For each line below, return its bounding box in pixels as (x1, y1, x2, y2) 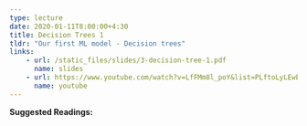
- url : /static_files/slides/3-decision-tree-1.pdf (26, 56, 227, 65)
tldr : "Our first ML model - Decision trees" (9, 38, 185, 48)
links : (9, 47, 35, 57)
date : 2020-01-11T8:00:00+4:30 (9, 22, 129, 31)
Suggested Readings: (9, 106, 93, 117)
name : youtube (33, 81, 89, 90)
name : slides (33, 65, 84, 74)
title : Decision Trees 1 (9, 30, 104, 39)
